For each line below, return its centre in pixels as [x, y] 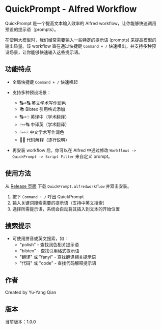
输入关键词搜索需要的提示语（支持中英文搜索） [59, 203]
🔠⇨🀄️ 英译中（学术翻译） [44, 117]
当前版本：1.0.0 [21, 322]
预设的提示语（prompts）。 [32, 29]
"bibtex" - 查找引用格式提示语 [49, 251]
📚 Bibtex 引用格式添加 [42, 109]
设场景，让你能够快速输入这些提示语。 [44, 52]
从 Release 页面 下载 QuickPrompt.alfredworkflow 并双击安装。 [68, 186]
